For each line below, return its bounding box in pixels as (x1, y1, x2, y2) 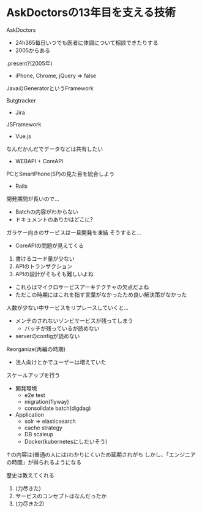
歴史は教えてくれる (6, 471, 54, 479)
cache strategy (24, 424, 63, 431)
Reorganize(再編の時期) (6, 345, 66, 353)
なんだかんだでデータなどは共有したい (6, 145, 103, 152)
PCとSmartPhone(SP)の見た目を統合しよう (6, 170, 115, 177)
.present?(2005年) (6, 60, 53, 67)
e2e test (24, 391, 45, 399)
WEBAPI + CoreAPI (15, 157, 64, 164)
